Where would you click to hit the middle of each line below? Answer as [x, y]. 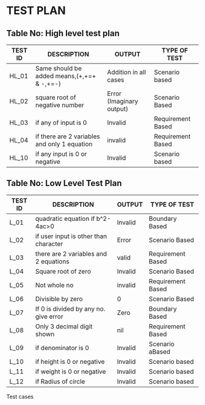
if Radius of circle [60, 381]
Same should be [59, 68]
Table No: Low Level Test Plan [64, 183]
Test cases [20, 396]
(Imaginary [123, 101]
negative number [60, 105]
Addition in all [127, 72]
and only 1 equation [64, 144]
